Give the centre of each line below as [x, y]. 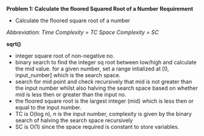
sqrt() [14, 44]
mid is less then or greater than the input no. [71, 94]
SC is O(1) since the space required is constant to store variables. [97, 127]
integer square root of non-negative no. [65, 56]
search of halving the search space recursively [74, 120]
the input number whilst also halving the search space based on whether [106, 88]
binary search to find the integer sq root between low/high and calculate [106, 62]
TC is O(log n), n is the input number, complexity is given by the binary [103, 114]
